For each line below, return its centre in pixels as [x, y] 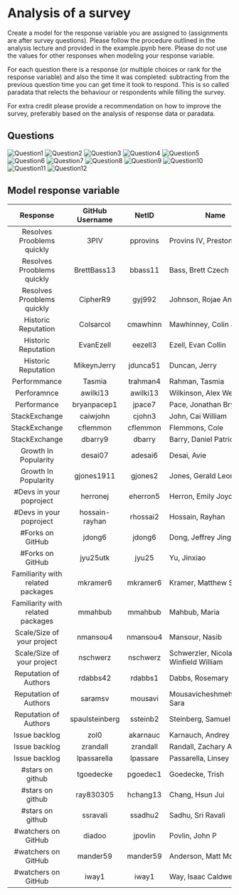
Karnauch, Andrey [200, 735]
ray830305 [95, 795]
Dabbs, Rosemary [199, 678]
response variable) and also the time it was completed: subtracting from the [118, 77]
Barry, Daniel [191, 439]
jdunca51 [144, 365]
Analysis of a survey [69, 13]
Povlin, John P [193, 835]
